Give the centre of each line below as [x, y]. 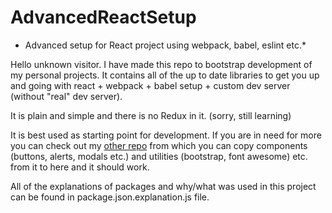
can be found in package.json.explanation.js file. [110, 197]
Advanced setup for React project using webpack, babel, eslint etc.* [165, 45]
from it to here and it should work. [80, 167]
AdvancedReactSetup [103, 17]
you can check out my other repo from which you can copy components [159, 145]
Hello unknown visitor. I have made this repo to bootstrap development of [161, 64]
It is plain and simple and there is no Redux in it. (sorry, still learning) [151, 115]
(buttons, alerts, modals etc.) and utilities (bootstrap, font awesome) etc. [159, 156]
